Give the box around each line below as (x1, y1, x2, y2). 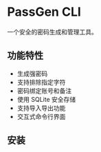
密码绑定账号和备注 (16, 87, 72, 95)
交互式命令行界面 (16, 112, 66, 120)
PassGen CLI (7, 4, 81, 20)
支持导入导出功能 (16, 104, 66, 112)
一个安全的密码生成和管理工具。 (7, 28, 98, 36)
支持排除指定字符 (16, 78, 66, 86)
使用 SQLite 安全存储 (16, 95, 76, 103)
